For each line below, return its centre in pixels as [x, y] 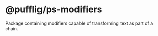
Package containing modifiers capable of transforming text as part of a [79, 23]
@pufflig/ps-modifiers [54, 9]
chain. [12, 28]
